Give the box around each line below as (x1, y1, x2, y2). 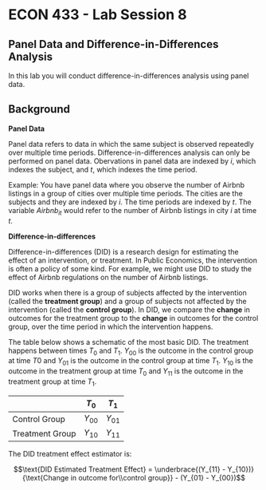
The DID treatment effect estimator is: (8, 449, 132, 459)
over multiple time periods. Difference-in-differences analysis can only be (8, 148, 251, 157)
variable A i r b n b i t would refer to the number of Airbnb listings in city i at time (8, 205, 257, 217)
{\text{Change (22, 473, 69, 483)
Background (8, 102, 70, 117)
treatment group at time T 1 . (8, 377, 97, 388)
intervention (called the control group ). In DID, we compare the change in (8, 305, 251, 314)
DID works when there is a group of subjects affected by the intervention (8, 287, 247, 297)
